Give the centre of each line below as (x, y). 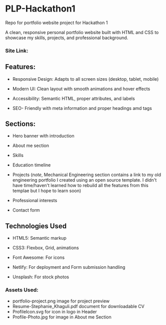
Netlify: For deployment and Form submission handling (69, 267)
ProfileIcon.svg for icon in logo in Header (55, 311)
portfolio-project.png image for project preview (61, 301)
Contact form (26, 210)
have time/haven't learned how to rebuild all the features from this (80, 186)
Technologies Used (36, 226)
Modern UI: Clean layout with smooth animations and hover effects (81, 89)
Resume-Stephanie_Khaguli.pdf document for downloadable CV (78, 306)
